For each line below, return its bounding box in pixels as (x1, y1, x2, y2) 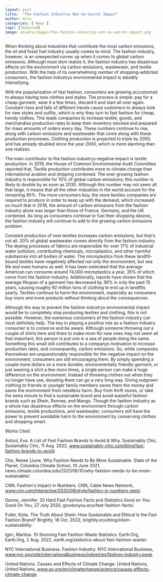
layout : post (5, 7, 32, 12)
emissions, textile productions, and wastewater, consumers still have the (5, 409, 150, 414)
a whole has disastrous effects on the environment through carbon (5, 403, 139, 409)
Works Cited (5, 428, 30, 434)
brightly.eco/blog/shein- (82, 517, 131, 523)
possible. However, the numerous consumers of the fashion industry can (5, 315, 151, 321)
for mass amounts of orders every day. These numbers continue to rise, (5, 126, 149, 131)
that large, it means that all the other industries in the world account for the (5, 187, 155, 193)
